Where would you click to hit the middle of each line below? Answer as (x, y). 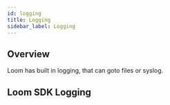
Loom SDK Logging (49, 92)
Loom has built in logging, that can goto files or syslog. (85, 71)
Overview (29, 54)
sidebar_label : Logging (41, 26)
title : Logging (29, 20)
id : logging (24, 13)
